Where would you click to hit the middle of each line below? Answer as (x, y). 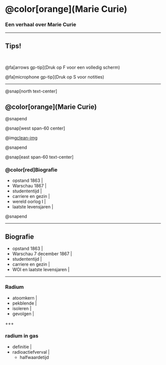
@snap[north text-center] (31, 91)
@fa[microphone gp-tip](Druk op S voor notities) (55, 77)
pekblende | (24, 303)
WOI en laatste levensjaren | (41, 270)
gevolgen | (23, 314)
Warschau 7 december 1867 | (42, 254)
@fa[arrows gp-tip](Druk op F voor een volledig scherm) (62, 67)
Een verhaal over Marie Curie (41, 25)
